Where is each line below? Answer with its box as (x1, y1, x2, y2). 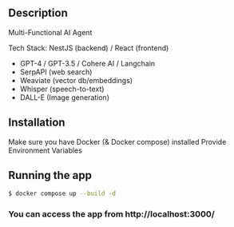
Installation (8, 116, 65, 129)
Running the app (8, 169, 92, 182)
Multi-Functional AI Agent (8, 27, 93, 37)
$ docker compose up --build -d (8, 189, 116, 198)
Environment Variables (8, 145, 82, 155)
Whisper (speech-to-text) (19, 84, 105, 94)
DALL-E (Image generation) (19, 92, 110, 102)
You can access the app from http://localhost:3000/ (8, 209, 216, 220)
